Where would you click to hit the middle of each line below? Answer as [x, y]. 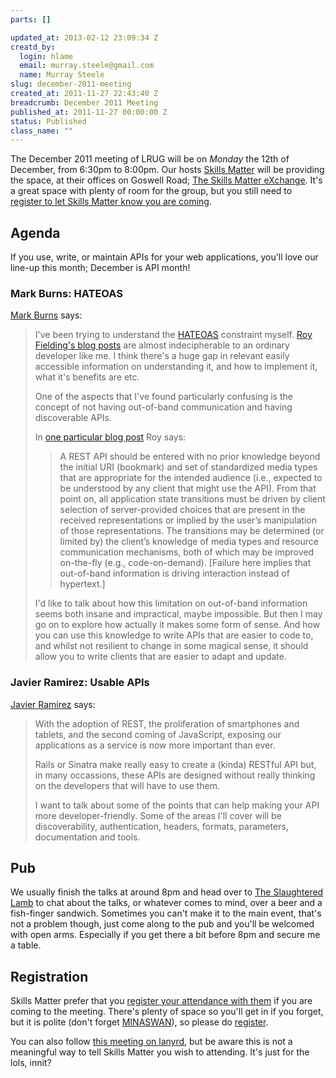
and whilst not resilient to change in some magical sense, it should [171, 646]
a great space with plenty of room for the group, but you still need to [151, 191]
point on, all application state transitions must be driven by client [192, 499]
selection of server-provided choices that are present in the [182, 510]
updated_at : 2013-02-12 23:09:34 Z [84, 37]
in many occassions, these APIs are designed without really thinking [175, 775]
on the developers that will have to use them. [127, 785]
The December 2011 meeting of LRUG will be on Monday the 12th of [150, 159]
